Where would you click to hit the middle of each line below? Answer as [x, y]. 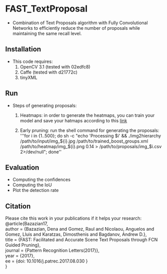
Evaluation [22, 167]
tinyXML [29, 77]
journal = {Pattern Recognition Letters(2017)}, [52, 250]
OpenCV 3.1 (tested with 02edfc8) [55, 66]
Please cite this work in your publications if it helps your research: [73, 218]
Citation [18, 206]
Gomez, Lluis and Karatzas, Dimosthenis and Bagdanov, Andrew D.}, [76, 234]
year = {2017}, [20, 256]
